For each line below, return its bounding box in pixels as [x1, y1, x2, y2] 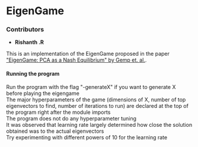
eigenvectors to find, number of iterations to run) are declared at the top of [6, 102, 189, 109]
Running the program [6, 70, 60, 78]
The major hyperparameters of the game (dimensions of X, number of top [6, 96, 186, 103]
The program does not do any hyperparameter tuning [6, 114, 137, 122]
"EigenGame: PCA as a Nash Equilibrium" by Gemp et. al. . [6, 56, 147, 63]
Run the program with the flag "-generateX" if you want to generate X [6, 83, 176, 90]
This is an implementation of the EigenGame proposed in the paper [6, 50, 170, 57]
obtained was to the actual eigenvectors [6, 127, 104, 135]
